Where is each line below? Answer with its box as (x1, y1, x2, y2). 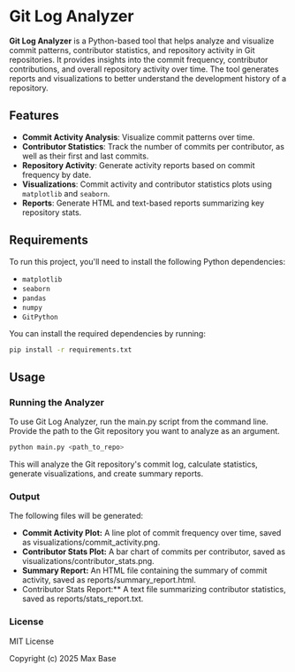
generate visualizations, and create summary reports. (9, 468, 204, 479)
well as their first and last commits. (21, 151, 149, 161)
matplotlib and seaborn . (21, 188, 110, 198)
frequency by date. (21, 169, 92, 180)
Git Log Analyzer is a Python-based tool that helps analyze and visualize (9, 35, 275, 46)
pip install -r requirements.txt (9, 345, 132, 354)
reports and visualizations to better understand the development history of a (9, 73, 287, 83)
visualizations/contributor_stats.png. (21, 556, 155, 567)
